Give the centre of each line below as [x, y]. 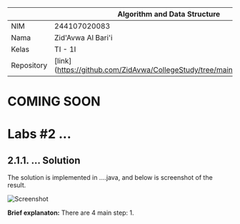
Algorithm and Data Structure [169, 14]
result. [17, 185]
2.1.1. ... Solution [44, 160]
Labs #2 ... [39, 134]
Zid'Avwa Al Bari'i [84, 37]
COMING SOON [54, 102]
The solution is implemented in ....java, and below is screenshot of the [110, 178]
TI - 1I [65, 49]
